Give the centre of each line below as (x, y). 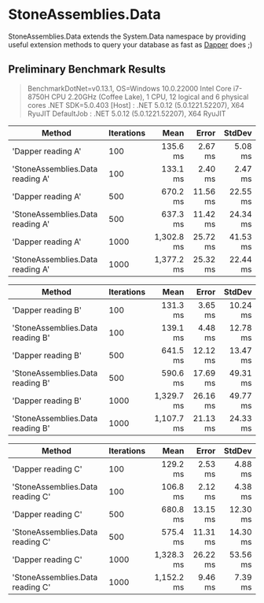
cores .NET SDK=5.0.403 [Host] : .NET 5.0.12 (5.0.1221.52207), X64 (136, 105)
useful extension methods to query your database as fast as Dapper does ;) (130, 44)
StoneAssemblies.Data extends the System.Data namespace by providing (127, 36)
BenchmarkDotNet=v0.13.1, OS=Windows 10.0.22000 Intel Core (129, 88)
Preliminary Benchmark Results (87, 70)
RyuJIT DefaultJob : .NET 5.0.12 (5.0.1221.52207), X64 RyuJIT (126, 113)
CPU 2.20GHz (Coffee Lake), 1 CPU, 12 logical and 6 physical (150, 97)
